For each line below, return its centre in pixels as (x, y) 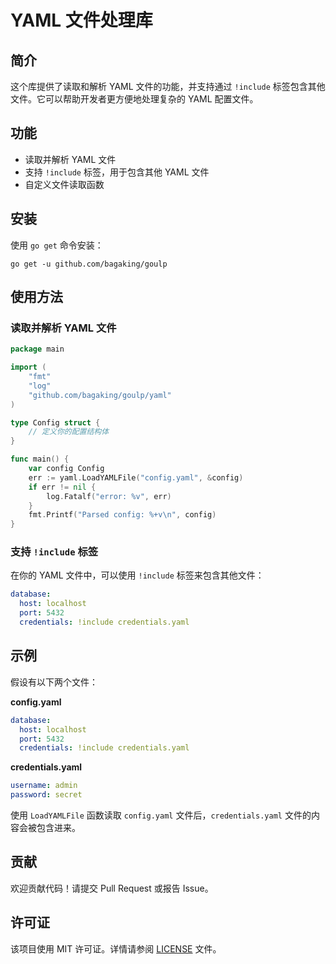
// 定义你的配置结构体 (69, 432)
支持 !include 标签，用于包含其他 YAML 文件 (117, 172)
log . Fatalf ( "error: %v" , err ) (109, 496)
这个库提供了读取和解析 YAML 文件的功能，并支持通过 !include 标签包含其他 (168, 86)
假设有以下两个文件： (54, 682)
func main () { (40, 459)
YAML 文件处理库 (81, 20)
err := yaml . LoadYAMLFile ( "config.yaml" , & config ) (136, 477)
